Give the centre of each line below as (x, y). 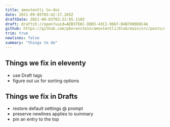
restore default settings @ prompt (48, 108)
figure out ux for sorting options (46, 81)
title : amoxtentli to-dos (32, 10)
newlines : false (22, 38)
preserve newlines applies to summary (53, 114)
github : (13, 29)
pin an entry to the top (36, 119)
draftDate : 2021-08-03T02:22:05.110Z (45, 19)
